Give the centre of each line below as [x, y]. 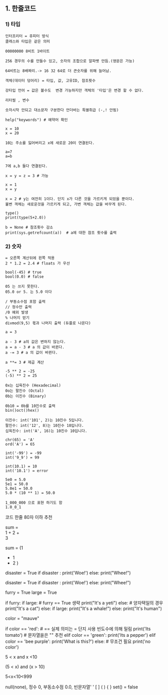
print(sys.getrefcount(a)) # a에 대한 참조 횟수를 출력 [61, 233]
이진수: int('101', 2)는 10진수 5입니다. [45, 420]
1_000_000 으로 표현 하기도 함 [34, 503]
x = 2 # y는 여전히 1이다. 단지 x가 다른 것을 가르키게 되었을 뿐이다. [70, 199]
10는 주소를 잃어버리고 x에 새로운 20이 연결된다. [50, 143]
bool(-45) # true [23, 272]
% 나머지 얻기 [17, 318]
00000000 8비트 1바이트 [27, 51]
